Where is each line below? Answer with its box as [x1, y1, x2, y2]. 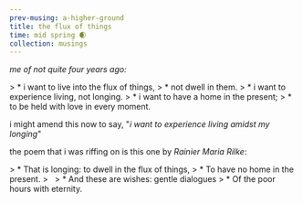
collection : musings [9, 38, 89, 48]
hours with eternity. [9, 184, 83, 195]
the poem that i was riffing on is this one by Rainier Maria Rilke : [9, 146, 247, 157]
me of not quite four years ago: [9, 64, 127, 75]
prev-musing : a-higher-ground [9, 13, 125, 23]
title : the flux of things [9, 22, 112, 31]
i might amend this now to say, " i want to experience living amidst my [9, 119, 270, 130]
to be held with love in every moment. [9, 101, 151, 112]
